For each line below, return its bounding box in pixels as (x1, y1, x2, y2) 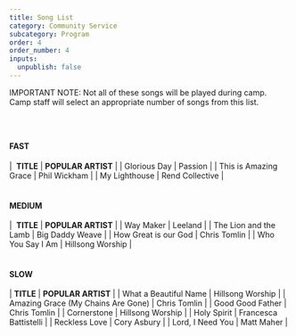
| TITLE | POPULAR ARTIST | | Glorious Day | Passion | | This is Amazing (9, 161, 278, 171)
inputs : (9, 54, 38, 63)
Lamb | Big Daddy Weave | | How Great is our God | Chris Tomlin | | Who (9, 229, 275, 241)
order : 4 (9, 37, 42, 47)
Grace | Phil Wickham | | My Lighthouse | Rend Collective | (9, 170, 225, 181)
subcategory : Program (9, 29, 90, 38)
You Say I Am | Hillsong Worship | (9, 239, 132, 250)
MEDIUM (9, 200, 43, 210)
